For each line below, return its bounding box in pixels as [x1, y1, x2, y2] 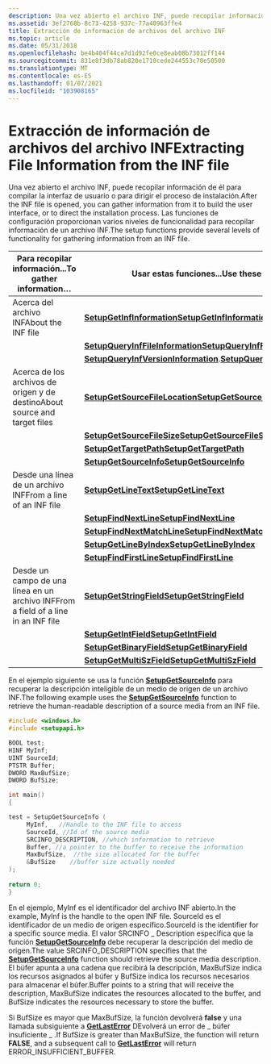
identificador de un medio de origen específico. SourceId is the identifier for [8, 920, 260, 929]
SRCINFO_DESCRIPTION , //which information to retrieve [26, 836, 215, 844]
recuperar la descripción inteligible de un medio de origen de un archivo [8, 684, 248, 694]
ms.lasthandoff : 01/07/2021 [8, 79, 103, 87]
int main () [8, 791, 45, 799]
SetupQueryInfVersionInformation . [84, 353, 221, 365]
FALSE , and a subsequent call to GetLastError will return [8, 1038, 197, 1048]
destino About [12, 397, 64, 408]
